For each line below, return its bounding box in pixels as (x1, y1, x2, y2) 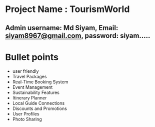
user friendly (12, 68, 39, 74)
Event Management (12, 84, 53, 90)
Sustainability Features (12, 89, 60, 95)
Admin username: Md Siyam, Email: (5, 24, 118, 32)
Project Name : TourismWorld (5, 4, 130, 15)
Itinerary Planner (12, 94, 47, 101)
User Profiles (12, 110, 39, 116)
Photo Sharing (12, 116, 42, 122)
